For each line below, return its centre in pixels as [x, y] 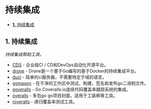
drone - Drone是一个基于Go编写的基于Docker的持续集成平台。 [75, 71]
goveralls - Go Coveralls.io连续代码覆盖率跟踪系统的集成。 [71, 89]
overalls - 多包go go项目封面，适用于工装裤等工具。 [65, 95]
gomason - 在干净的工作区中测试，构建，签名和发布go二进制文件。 [80, 83]
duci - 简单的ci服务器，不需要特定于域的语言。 [59, 77]
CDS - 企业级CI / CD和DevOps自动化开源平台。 [60, 65]
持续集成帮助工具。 [25, 54]
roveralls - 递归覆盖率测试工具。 [45, 102]
